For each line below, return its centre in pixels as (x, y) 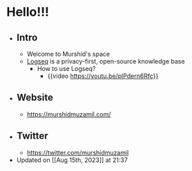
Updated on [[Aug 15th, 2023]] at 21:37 (72, 160)
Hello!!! (28, 12)
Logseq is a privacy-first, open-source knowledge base (106, 61)
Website (35, 98)
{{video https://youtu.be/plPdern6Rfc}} (103, 76)
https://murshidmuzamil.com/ (69, 114)
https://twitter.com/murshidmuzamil (78, 152)
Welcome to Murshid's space (68, 54)
